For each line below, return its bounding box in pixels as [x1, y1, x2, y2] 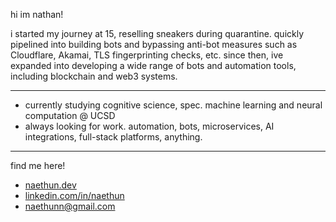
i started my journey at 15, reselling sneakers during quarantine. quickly [10, 28, 305, 39]
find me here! [10, 160, 66, 171]
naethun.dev [24, 179, 77, 191]
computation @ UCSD [24, 110, 116, 121]
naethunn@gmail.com [24, 200, 116, 212]
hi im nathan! [10, 9, 64, 20]
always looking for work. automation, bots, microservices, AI [24, 120, 275, 132]
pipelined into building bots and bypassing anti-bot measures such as [10, 39, 298, 50]
